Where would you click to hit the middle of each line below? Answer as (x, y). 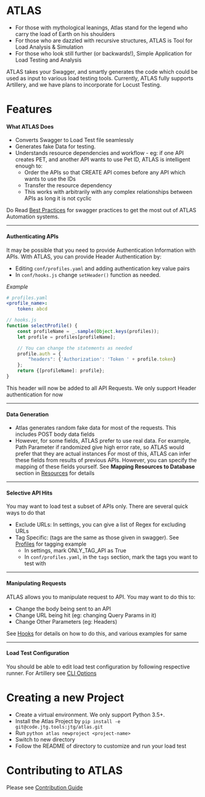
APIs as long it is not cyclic (58, 198)
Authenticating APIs (33, 236)
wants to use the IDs (50, 179)
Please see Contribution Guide (45, 787)
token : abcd (32, 309)
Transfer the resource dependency (68, 185)
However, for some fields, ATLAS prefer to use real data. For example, (103, 441)
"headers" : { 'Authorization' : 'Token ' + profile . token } (102, 359)
